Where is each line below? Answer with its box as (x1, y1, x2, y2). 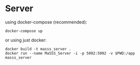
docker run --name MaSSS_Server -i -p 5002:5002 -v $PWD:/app (5, 51, 135, 56)
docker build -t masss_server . (5, 46, 71, 51)
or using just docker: (5, 37, 47, 43)
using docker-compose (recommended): (5, 19, 87, 25)
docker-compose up (5, 28, 43, 33)
